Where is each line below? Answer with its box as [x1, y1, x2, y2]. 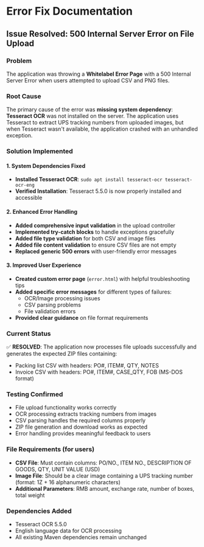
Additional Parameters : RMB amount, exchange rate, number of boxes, [15, 485, 195, 492]
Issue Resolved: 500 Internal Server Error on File [6, 29, 194, 39]
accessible [15, 194, 43, 201]
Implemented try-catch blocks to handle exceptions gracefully [15, 228, 175, 236]
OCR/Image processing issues [24, 294, 100, 302]
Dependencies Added [6, 507, 72, 515]
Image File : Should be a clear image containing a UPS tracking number [15, 472, 194, 479]
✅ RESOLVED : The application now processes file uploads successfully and [6, 343, 197, 350]
